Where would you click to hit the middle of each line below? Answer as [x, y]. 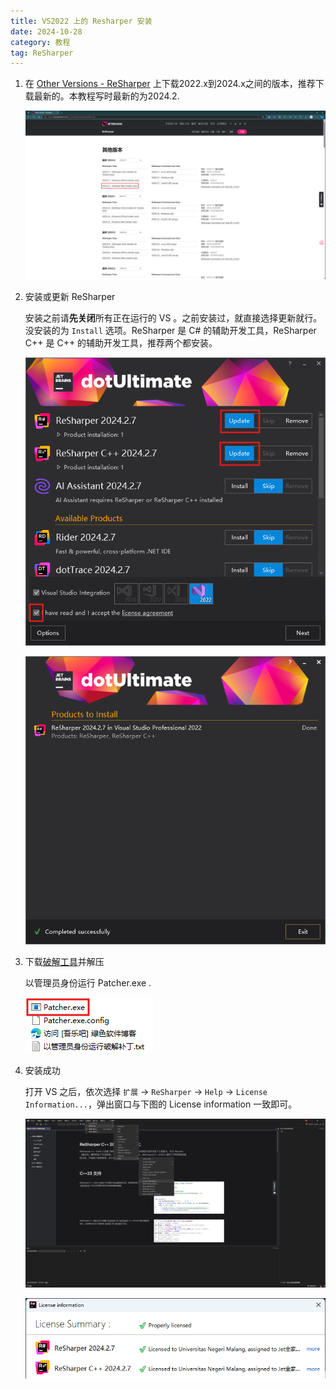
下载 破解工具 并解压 [64, 962]
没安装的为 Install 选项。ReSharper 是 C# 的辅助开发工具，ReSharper [170, 331]
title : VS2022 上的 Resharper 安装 [81, 21]
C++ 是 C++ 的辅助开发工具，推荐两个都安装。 [121, 343]
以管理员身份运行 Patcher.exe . [88, 983]
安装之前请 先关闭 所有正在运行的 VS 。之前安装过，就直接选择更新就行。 [173, 318]
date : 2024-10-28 [46, 31]
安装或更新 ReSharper [70, 297]
